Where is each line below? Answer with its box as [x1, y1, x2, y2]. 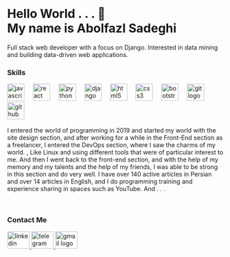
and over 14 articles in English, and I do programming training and [7, 177, 193, 186]
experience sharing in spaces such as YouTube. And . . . [7, 185, 166, 193]
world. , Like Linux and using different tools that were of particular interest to [7, 148, 224, 157]
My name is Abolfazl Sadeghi [7, 21, 177, 36]
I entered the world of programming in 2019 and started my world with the [7, 126, 216, 135]
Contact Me [7, 215, 47, 225]
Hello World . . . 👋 [7, 6, 106, 22]
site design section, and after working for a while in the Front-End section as [7, 133, 223, 142]
